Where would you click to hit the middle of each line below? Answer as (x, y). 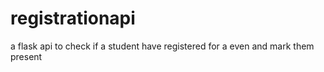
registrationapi (73, 18)
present (26, 56)
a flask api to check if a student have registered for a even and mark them (162, 46)
